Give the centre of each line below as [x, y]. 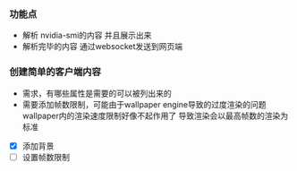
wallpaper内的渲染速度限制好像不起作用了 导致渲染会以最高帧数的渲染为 [155, 115]
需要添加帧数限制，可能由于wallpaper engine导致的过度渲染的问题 [144, 104]
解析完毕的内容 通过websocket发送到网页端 [102, 47]
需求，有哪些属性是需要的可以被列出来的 [97, 93]
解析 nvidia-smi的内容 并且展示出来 [87, 35]
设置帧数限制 [46, 157]
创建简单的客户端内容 [55, 72]
